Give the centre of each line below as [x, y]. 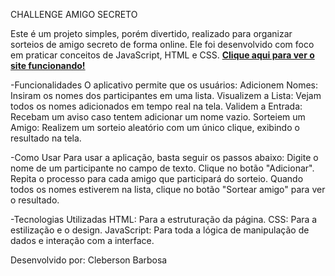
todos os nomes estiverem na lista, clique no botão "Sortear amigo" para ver [168, 189]
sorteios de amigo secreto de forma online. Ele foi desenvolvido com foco [162, 44]
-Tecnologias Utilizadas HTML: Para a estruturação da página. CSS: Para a [164, 219]
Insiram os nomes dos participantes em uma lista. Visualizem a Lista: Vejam [166, 95]
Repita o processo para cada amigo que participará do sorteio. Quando [157, 178]
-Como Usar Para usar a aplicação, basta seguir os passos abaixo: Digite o [164, 157]
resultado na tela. [46, 138]
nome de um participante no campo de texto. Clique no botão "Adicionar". [162, 168]
